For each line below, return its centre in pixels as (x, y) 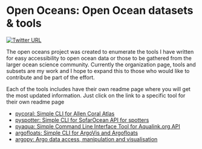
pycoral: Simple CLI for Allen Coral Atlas (65, 113)
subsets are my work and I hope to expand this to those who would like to (98, 71)
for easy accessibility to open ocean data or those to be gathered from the (99, 58)
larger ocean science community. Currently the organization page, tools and (101, 65)
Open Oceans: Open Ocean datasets (100, 11)
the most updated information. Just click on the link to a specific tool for (96, 95)
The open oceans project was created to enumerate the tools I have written (100, 51)
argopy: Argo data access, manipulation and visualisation (86, 139)
